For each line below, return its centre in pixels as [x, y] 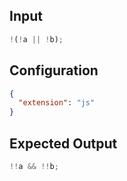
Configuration [54, 70]
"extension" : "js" [57, 103]
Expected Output [63, 143]
